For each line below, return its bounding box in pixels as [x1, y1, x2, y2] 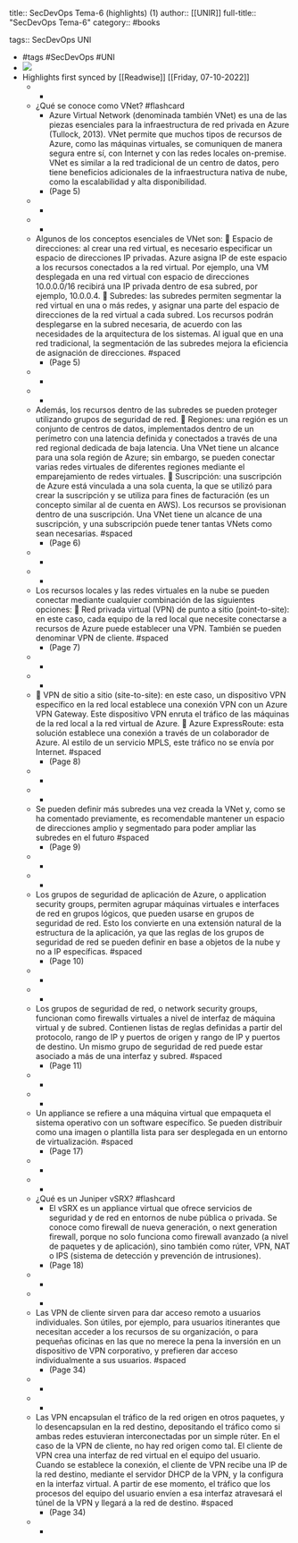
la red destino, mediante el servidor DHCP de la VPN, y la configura [35, 1469, 284, 1479]
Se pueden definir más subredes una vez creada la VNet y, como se [35, 804, 286, 814]
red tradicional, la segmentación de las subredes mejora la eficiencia [35, 338, 288, 348]
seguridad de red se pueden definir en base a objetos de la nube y [35, 937, 281, 947]
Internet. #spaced [35, 747, 102, 757]
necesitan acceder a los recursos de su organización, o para [35, 1327, 259, 1336]
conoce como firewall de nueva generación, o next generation [48, 1222, 277, 1233]
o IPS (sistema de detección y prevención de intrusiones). [48, 1251, 261, 1260]
